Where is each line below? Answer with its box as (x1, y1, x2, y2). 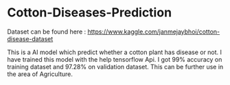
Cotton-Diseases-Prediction (7, 5, 172, 21)
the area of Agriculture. (7, 70, 73, 78)
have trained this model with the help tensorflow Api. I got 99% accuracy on (7, 55, 222, 63)
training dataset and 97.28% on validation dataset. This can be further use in (7, 62, 224, 71)
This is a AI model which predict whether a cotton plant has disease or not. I (7, 48, 222, 56)
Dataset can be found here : (7, 27, 87, 36)
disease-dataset (7, 34, 54, 42)
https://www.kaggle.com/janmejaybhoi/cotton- (87, 27, 220, 36)
